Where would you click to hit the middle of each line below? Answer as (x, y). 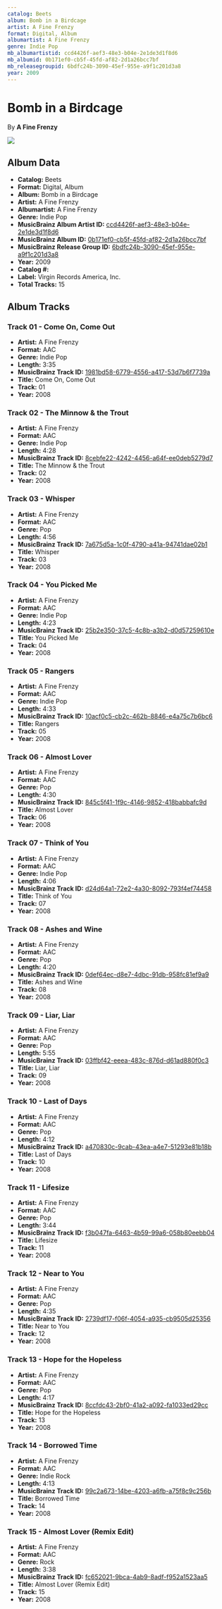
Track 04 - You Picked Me (52, 585)
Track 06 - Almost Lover (50, 757)
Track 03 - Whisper (41, 499)
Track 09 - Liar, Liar (41, 1015)
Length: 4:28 (37, 451)
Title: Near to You (43, 1326)
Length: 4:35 (37, 1311)
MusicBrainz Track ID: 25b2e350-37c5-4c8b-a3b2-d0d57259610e (116, 630)
